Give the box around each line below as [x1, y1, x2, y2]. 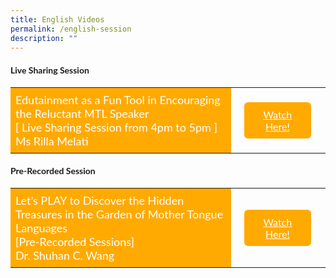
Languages [15, 220, 68, 235]
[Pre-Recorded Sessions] [15, 234, 135, 249]
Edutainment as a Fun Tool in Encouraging [15, 92, 221, 107]
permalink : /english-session [10, 24, 132, 34]
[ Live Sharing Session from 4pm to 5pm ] [15, 119, 218, 135]
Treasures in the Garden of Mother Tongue [15, 206, 224, 221]
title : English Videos [10, 14, 105, 25]
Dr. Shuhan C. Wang [15, 247, 115, 263]
